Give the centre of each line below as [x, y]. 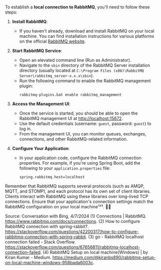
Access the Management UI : [41, 104]
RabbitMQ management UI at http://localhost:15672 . [71, 118]
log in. [25, 129]
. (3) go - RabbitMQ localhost [115, 237]
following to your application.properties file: [65, 168]
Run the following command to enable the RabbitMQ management [85, 81]
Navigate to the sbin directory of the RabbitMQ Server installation [85, 65]
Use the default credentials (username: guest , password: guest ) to [85, 124]
